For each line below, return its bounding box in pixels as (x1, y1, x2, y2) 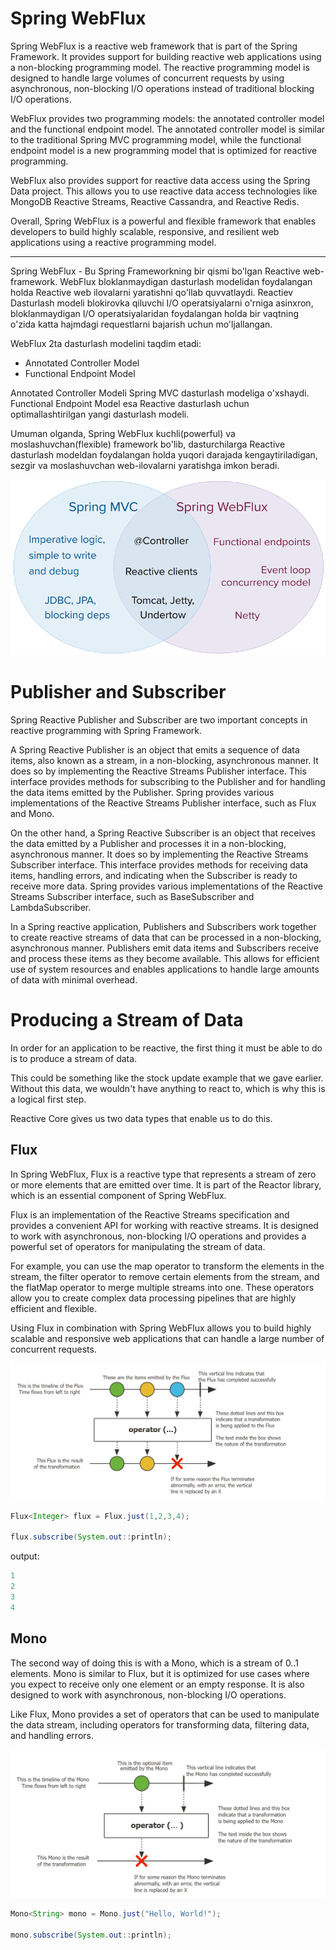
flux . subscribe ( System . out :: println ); (10, 1532, 172, 1542)
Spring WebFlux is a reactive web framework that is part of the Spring (10, 40, 298, 52)
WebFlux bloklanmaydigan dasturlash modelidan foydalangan (59, 275, 313, 287)
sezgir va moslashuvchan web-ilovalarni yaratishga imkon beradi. (10, 459, 280, 471)
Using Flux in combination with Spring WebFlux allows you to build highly (10, 1322, 312, 1334)
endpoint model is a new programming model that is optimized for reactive (10, 144, 318, 156)
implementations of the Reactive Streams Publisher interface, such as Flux (10, 797, 317, 809)
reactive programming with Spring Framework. (10, 724, 203, 736)
